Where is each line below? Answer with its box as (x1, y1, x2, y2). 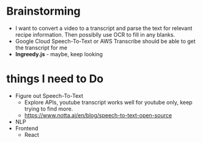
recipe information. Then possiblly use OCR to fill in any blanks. (15, 31, 176, 38)
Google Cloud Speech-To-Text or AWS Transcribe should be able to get (15, 37, 196, 45)
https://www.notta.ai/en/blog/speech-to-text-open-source (24, 111, 173, 119)
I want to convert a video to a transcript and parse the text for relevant (15, 24, 193, 32)
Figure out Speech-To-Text (15, 92, 84, 99)
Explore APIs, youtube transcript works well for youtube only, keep (24, 98, 193, 106)
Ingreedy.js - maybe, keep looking (15, 50, 103, 57)
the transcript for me (15, 44, 67, 51)
